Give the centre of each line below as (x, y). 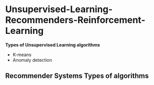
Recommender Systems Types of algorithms (77, 76)
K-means (22, 55)
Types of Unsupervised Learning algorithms (53, 45)
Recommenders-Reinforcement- (75, 20)
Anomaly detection (32, 60)
